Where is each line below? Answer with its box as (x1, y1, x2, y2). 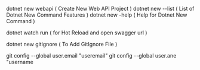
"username (6, 59, 34, 65)
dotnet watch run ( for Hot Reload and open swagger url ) (6, 29, 147, 36)
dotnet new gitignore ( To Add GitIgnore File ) (6, 41, 118, 47)
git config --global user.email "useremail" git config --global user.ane (6, 52, 177, 59)
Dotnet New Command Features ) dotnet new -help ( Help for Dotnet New (6, 11, 187, 18)
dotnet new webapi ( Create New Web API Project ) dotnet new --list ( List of (6, 5, 195, 12)
